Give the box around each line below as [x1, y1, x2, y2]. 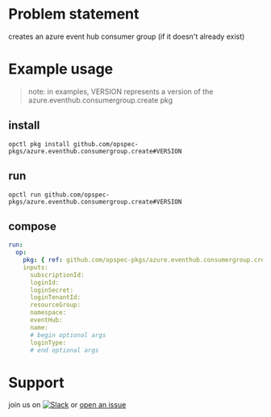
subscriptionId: [29, 271, 85, 279]
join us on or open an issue [8, 400, 127, 410]
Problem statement [8, 5, 140, 23]
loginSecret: [29, 286, 74, 294]
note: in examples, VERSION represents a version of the [27, 86, 214, 96]
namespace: [29, 309, 67, 317]
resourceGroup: [29, 301, 81, 310]
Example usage [8, 60, 114, 78]
